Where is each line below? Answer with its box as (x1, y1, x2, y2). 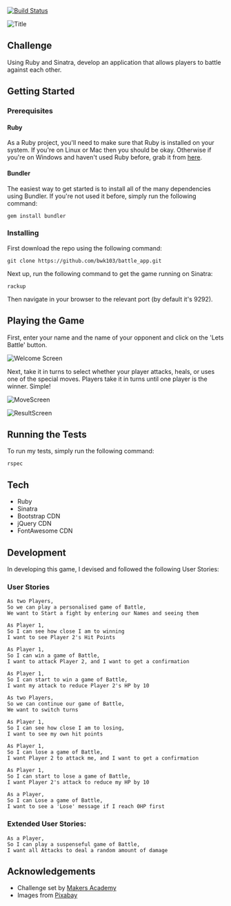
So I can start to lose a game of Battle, (7, 773, 131, 780)
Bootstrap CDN (17, 512, 61, 520)
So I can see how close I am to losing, (7, 725, 125, 731)
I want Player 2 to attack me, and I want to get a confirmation (7, 755, 199, 762)
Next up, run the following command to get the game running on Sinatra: (7, 269, 213, 277)
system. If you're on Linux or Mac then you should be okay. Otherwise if (7, 146, 212, 155)
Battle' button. (7, 340, 48, 348)
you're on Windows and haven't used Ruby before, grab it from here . (7, 153, 202, 161)
